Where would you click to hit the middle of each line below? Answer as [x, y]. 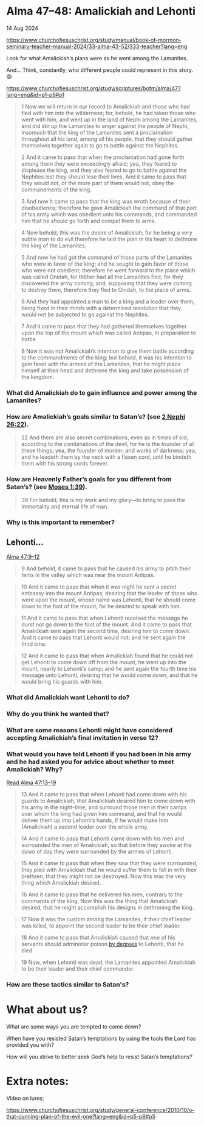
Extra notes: [38, 1081]
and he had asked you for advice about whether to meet [90, 762]
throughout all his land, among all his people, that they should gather [107, 139]
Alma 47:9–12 [23, 557]
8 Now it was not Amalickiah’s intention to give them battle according [107, 351]
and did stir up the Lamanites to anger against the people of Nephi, [105, 126]
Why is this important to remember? [61, 522]
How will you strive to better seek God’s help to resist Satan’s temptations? [100, 1057]
